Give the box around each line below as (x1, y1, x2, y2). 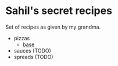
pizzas (13, 34, 30, 41)
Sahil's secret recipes (5, 4, 113, 18)
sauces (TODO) (13, 47, 52, 54)
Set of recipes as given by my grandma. (5, 23, 101, 30)
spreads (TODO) (13, 53, 53, 60)
